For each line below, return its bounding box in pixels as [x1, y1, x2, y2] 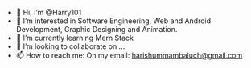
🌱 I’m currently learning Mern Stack [15, 33, 134, 42]
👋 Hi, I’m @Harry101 [15, 8, 82, 17]
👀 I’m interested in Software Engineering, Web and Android [15, 16, 212, 26]
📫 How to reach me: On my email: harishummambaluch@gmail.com [15, 50, 243, 60]
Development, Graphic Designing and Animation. [15, 25, 178, 34]
